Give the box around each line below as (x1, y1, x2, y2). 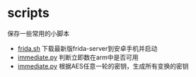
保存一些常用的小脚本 (7, 29, 69, 37)
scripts (7, 5, 50, 21)
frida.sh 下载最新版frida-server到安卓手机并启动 (17, 44, 158, 52)
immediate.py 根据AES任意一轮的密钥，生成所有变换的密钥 (17, 61, 189, 70)
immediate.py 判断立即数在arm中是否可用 (17, 53, 139, 61)
